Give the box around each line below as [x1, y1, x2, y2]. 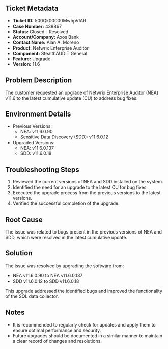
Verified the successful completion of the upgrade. [12, 200, 120, 206]
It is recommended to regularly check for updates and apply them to [12, 321, 156, 328]
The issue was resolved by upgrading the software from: [5, 263, 124, 269]
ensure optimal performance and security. [12, 327, 101, 333]
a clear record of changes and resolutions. [12, 338, 102, 344]
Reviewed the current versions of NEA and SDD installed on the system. [12, 179, 164, 185]
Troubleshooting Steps [5, 165, 80, 174]
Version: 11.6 [12, 61, 40, 67]
